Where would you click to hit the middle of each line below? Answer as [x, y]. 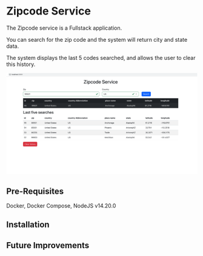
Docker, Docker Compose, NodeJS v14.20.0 [61, 205]
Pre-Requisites [35, 191]
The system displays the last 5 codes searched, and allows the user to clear [101, 57]
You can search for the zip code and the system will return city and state [97, 39]
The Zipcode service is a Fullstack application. [64, 28]
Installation [28, 225]
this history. [21, 64]
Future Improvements [48, 245]
